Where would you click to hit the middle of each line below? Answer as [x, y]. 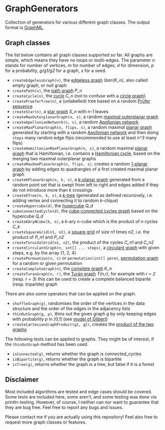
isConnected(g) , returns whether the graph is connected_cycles [77, 354]
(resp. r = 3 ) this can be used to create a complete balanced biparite [82, 279]
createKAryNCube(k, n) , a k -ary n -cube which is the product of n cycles [85, 221]
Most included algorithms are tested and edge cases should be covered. [79, 392]
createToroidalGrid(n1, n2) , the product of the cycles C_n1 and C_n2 [83, 242]
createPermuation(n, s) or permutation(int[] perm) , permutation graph [85, 258]
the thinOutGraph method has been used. [47, 344]
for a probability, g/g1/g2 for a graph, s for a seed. [56, 70]
